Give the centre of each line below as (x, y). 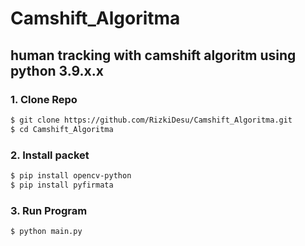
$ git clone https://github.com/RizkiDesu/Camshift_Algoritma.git (151, 120)
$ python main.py (46, 231)
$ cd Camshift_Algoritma (62, 129)
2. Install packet (50, 155)
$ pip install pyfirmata (62, 185)
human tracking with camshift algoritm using (153, 55)
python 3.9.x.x (57, 70)
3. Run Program (49, 210)
